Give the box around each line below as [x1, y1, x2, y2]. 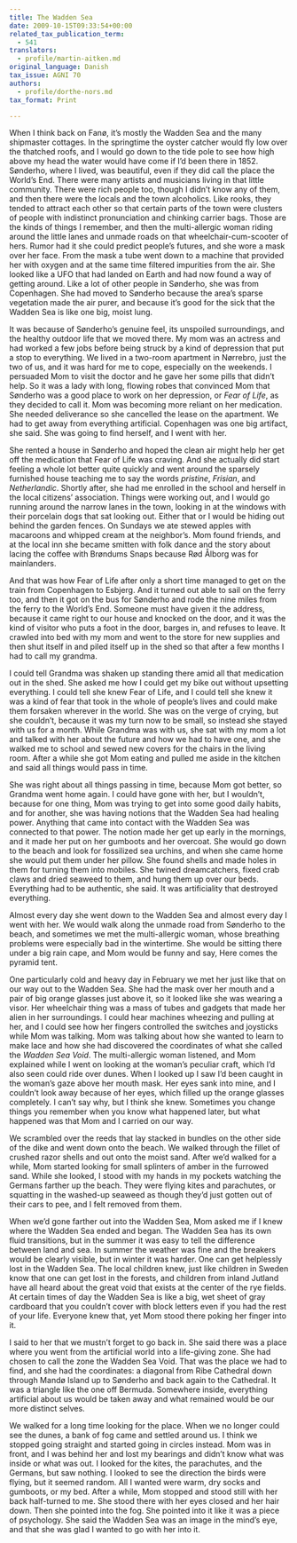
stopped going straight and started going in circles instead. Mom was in [9, 1439, 272, 1450]
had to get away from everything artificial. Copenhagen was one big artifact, [9, 418, 288, 429]
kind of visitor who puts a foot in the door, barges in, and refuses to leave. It [9, 622, 286, 633]
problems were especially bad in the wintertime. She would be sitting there [9, 938, 282, 949]
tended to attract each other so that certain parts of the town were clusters [9, 203, 283, 214]
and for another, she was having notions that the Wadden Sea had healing [9, 808, 279, 819]
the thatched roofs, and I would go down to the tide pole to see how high [9, 146, 275, 157]
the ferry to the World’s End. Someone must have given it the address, [9, 604, 265, 614]
